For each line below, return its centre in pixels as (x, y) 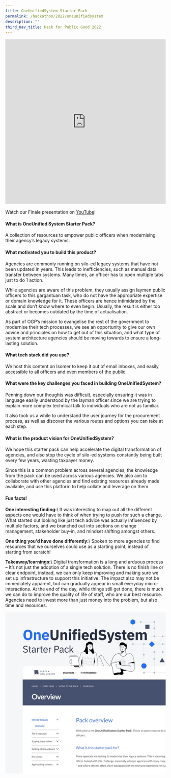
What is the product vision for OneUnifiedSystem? (60, 438)
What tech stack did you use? (37, 355)
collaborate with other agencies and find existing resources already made (82, 481)
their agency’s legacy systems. (38, 241)
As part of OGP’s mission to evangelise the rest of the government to (77, 322)
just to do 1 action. (24, 280)
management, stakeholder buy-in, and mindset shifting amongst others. (80, 531)
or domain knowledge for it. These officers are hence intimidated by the (81, 301)
